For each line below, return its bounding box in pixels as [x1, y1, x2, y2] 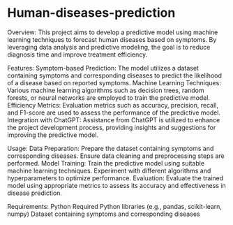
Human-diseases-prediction [7, 5, 176, 21]
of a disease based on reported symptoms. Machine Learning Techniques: [7, 78, 221, 87]
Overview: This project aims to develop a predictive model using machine [7, 28, 218, 36]
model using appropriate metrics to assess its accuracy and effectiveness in [7, 181, 227, 189]
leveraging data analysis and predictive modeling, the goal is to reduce [7, 43, 211, 51]
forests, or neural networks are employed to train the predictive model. [7, 93, 211, 102]
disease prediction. [7, 189, 63, 197]
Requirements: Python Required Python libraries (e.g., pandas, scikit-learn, [7, 202, 222, 210]
